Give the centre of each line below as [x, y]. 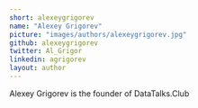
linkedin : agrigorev [48, 59]
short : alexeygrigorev [52, 18]
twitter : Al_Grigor [46, 51]
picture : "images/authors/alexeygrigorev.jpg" [98, 34]
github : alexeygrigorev [54, 43]
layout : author [38, 68]
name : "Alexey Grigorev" [56, 26]
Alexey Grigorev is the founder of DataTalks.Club [99, 93]
